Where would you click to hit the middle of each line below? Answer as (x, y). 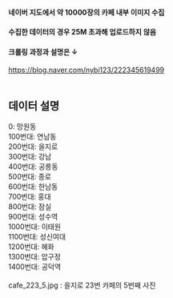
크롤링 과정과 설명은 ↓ (43, 51)
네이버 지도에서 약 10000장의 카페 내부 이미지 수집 (86, 12)
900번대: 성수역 (33, 217)
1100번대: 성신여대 (37, 237)
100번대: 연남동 (32, 137)
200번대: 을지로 (33, 147)
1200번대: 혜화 (31, 247)
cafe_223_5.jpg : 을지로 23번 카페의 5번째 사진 (82, 285)
